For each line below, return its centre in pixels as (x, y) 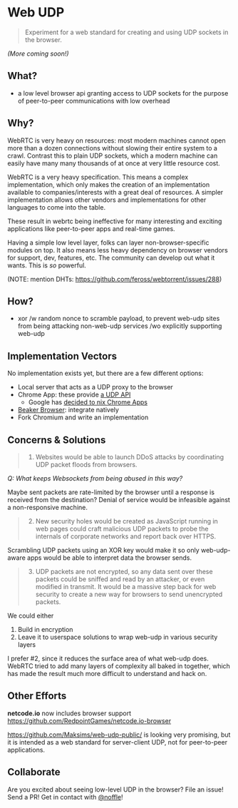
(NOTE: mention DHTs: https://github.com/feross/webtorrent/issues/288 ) (115, 279)
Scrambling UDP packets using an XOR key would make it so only (103, 550)
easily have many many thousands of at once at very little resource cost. (114, 163)
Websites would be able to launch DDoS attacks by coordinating (130, 457)
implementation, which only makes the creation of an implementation (109, 184)
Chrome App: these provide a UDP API (74, 395)
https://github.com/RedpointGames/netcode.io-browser (89, 720)
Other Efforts (37, 696)
